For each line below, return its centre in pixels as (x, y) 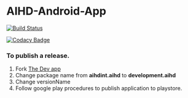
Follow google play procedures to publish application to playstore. (99, 88)
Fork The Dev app (38, 69)
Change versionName (43, 82)
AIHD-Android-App (56, 11)
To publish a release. (38, 55)
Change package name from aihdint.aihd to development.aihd (96, 75)
